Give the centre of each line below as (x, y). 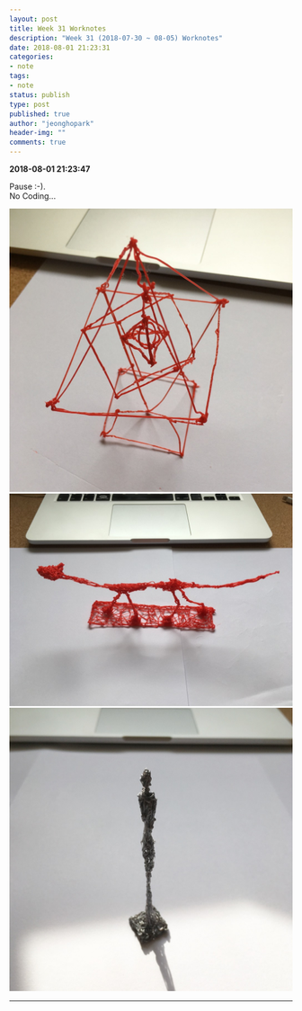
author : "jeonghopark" (52, 123)
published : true (40, 114)
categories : (31, 57)
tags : (19, 76)
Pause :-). (28, 186)
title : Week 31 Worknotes (58, 28)
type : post (30, 104)
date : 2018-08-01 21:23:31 (60, 48)
